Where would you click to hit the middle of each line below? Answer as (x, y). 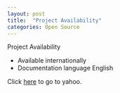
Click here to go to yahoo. (45, 82)
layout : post (26, 14)
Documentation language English (65, 68)
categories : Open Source (44, 27)
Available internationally (52, 61)
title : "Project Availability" (54, 20)
